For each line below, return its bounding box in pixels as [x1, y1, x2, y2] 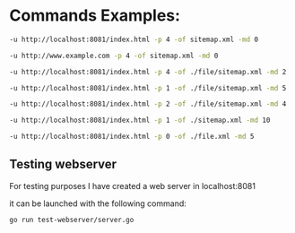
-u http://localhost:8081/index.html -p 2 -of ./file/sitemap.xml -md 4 [9, 99, 287, 108]
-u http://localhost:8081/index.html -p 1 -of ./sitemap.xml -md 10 [9, 116, 271, 125]
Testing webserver [9, 157, 117, 172]
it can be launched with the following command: [9, 198, 187, 209]
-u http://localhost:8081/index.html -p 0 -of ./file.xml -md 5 [9, 132, 255, 142]
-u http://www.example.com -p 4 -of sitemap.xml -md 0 [9, 51, 219, 60]
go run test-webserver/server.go [9, 215, 134, 224]
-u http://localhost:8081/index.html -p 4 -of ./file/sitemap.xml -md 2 [9, 67, 287, 76]
